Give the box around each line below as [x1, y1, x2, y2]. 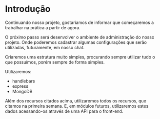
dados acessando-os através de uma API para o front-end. [5, 108, 123, 114]
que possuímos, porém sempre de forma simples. [5, 59, 105, 65]
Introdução [5, 3, 51, 15]
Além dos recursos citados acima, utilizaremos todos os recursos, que [5, 98, 146, 103]
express [12, 83, 28, 89]
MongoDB [12, 88, 33, 94]
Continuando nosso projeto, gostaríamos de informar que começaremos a [5, 20, 154, 25]
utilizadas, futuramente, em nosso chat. [5, 44, 85, 50]
